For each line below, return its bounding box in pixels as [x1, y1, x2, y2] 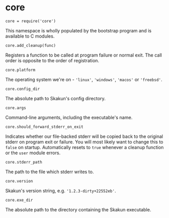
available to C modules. [5, 33, 55, 39]
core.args [5, 105, 27, 111]
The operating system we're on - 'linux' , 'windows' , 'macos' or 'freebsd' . [5, 76, 163, 82]
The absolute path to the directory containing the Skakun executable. [5, 206, 152, 212]
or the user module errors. [5, 150, 60, 156]
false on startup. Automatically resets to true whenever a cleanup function [5, 144, 164, 150]
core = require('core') [5, 19, 56, 24]
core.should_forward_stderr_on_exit [5, 124, 83, 130]
